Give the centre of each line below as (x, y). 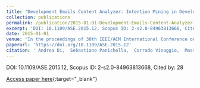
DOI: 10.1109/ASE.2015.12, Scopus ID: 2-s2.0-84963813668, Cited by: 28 (95, 67)
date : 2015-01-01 (28, 34)
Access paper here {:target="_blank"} (52, 78)
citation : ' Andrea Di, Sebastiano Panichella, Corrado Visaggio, (93, 51)
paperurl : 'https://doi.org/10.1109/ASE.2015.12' (69, 45)
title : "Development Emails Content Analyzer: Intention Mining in (92, 12)
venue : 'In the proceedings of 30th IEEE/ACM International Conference (97, 39)
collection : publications (38, 17)
